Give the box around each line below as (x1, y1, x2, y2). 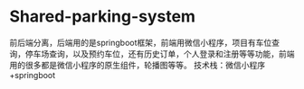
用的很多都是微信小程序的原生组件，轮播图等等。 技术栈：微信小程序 (9, 59, 265, 70)
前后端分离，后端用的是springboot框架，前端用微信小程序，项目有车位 (9, 37, 272, 48)
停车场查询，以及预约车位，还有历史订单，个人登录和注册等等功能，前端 (24, 48, 295, 59)
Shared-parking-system (9, 6, 196, 27)
